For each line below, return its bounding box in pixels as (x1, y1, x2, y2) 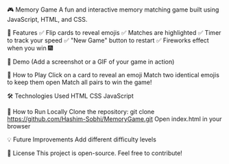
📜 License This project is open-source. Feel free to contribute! (7, 149, 183, 157)
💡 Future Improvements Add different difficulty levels (7, 135, 156, 143)
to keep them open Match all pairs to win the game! (7, 78, 152, 86)
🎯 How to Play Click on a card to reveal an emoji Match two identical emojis (7, 71, 219, 79)
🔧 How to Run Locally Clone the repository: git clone (7, 108, 155, 115)
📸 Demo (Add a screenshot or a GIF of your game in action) (7, 57, 175, 66)
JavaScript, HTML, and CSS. (7, 16, 88, 23)
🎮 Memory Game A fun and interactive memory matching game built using (7, 5, 219, 14)
